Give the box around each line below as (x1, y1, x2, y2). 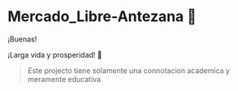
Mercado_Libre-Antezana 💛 (7, 7, 197, 26)
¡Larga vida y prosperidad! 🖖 (7, 50, 102, 59)
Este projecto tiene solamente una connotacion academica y (27, 65, 231, 76)
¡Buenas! (7, 34, 37, 44)
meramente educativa (27, 74, 102, 84)
